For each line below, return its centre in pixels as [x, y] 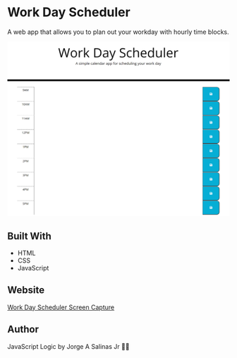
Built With [29, 236]
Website [26, 290]
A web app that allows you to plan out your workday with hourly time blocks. [118, 32]
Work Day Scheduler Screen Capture [61, 307]
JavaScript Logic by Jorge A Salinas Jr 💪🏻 [68, 346]
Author [23, 329]
